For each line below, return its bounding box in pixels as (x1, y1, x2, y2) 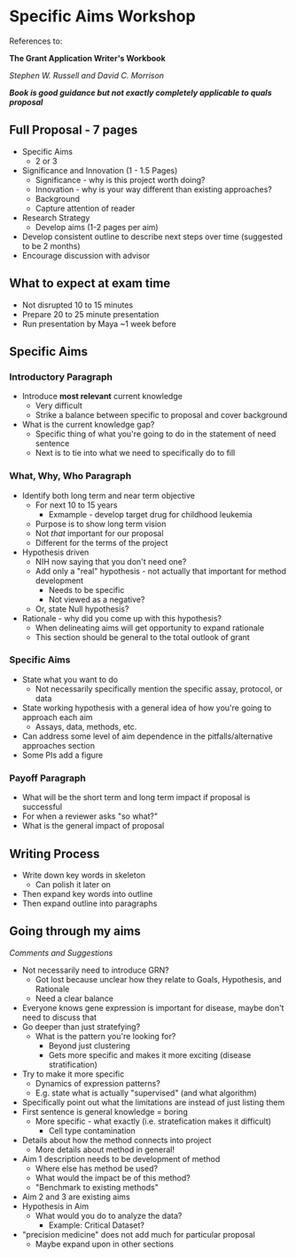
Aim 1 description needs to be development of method (21, 1153, 221, 1164)
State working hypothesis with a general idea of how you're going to (21, 702, 272, 713)
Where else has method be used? (35, 1163, 158, 1174)
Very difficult (35, 400, 82, 411)
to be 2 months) (21, 240, 82, 251)
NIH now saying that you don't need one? (35, 556, 187, 566)
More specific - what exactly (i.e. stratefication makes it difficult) (35, 1116, 272, 1126)
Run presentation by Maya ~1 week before (21, 318, 177, 329)
